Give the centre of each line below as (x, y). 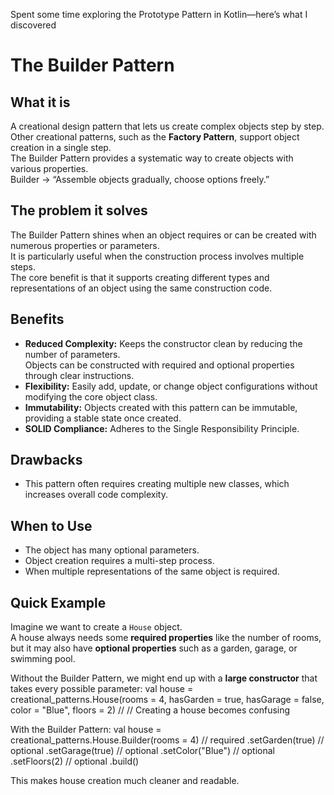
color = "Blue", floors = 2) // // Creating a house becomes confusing (150, 710)
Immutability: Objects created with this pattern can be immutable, (161, 407)
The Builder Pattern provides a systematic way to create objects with (152, 158)
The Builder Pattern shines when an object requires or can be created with (163, 235)
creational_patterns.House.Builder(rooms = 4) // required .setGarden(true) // (167, 740)
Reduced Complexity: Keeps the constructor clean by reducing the (163, 343)
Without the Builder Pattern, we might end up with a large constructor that (164, 678)
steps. (23, 266)
